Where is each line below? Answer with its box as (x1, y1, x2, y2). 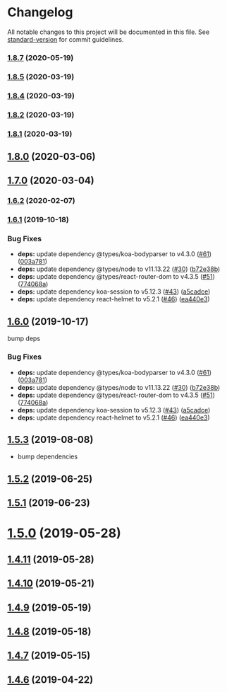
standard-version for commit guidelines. (7, 35, 124, 43)
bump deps (7, 334, 41, 343)
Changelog (7, 4, 73, 21)
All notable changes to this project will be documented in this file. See (7, 28, 210, 36)
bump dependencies (17, 452, 78, 461)
